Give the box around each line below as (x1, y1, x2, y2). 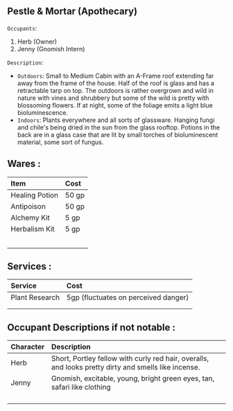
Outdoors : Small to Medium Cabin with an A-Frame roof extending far (17, 71, 214, 80)
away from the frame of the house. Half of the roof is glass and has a (17, 79, 215, 87)
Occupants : (7, 24, 37, 32)
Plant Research (10, 292, 60, 302)
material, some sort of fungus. (17, 138, 104, 146)
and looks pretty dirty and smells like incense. (51, 362, 200, 372)
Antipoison (10, 201, 46, 211)
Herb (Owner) (17, 37, 58, 46)
